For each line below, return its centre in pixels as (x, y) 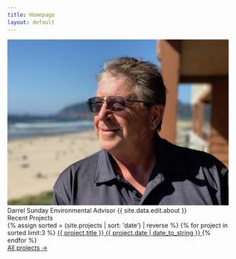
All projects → (27, 247)
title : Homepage (31, 15)
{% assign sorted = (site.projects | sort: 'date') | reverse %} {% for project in (118, 225)
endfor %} (22, 240)
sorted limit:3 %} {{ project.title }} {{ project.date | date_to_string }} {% (109, 232)
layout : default (31, 22)
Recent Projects (30, 218)
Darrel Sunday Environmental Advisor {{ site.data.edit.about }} (97, 210)
